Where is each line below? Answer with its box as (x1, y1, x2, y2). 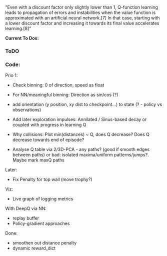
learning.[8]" (5, 25, 31, 31)
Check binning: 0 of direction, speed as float (12, 82, 104, 88)
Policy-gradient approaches (12, 220, 70, 226)
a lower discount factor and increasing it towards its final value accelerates (5, 20, 159, 26)
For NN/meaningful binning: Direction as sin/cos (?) (12, 92, 118, 98)
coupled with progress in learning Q (12, 122, 86, 128)
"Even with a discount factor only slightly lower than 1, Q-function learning (5, 4, 158, 10)
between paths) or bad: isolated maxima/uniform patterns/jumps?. (12, 152, 149, 158)
